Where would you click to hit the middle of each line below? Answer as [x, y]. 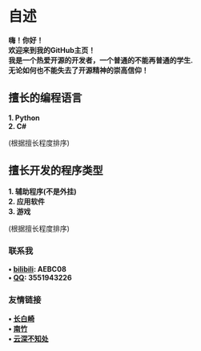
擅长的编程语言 [45, 98]
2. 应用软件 [27, 201]
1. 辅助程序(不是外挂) [43, 191]
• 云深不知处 [28, 339]
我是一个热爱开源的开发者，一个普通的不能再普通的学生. [101, 60]
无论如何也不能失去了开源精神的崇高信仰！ [78, 70]
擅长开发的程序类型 [56, 170]
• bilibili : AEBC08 [37, 268]
